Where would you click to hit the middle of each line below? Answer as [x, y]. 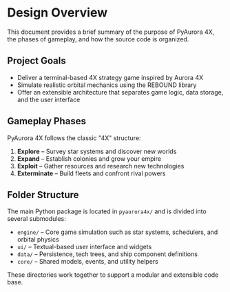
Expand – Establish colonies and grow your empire [89, 158]
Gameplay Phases [46, 121]
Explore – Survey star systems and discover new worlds [97, 151]
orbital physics [38, 240]
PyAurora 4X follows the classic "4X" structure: [74, 138]
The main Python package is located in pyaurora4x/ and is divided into [107, 211]
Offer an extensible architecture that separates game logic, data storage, [120, 92]
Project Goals [37, 61]
